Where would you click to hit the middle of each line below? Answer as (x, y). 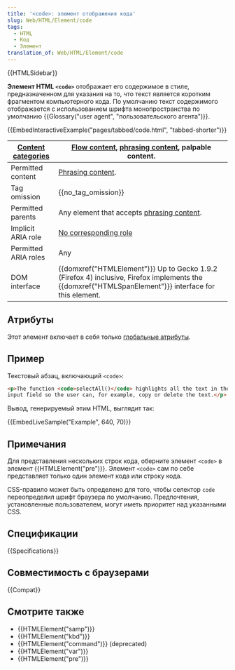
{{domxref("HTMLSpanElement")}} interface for (137, 286)
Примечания (37, 444)
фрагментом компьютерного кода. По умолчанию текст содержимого (113, 101)
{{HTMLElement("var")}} (53, 651)
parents (23, 217)
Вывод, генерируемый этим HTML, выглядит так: (81, 408)
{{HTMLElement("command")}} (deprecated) (82, 643)
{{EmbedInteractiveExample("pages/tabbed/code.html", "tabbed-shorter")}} (117, 130)
